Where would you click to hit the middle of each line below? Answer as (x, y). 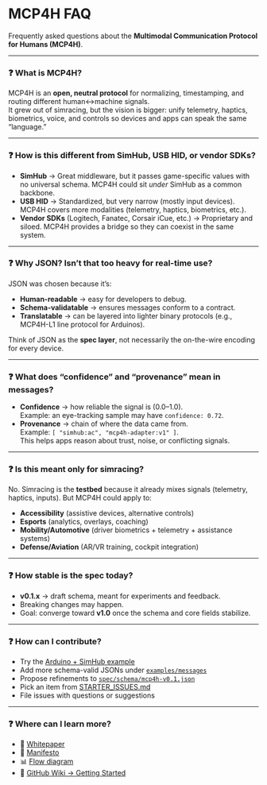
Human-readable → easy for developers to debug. (103, 299)
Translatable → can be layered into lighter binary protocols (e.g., (126, 315)
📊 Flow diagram (46, 762)
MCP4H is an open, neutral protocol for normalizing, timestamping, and (126, 93)
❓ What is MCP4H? (45, 72)
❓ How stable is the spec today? (71, 575)
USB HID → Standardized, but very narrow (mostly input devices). (128, 201)
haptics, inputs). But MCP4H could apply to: (80, 498)
